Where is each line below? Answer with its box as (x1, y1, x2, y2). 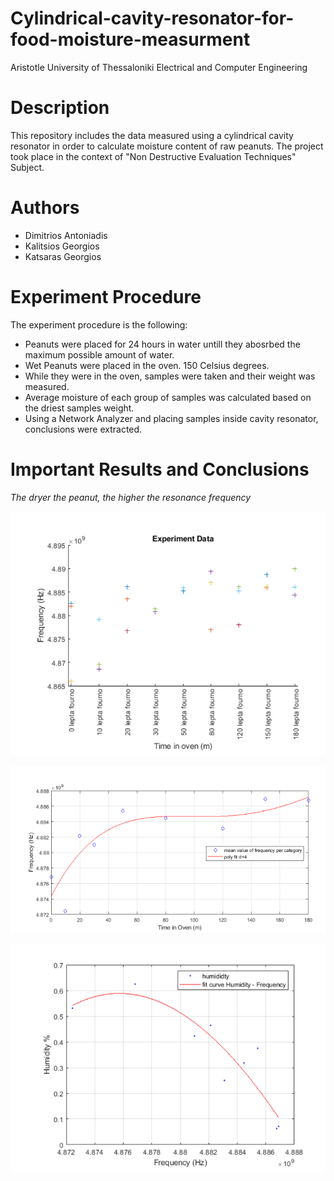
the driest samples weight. (24, 402, 135, 414)
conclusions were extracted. (24, 423, 143, 435)
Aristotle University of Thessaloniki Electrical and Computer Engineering (10, 61, 308, 73)
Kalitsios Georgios (24, 240, 100, 252)
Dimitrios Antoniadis (24, 229, 108, 241)
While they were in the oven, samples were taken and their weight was (24, 370, 316, 382)
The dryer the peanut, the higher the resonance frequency (10, 491, 252, 503)
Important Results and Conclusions (10, 458, 310, 481)
